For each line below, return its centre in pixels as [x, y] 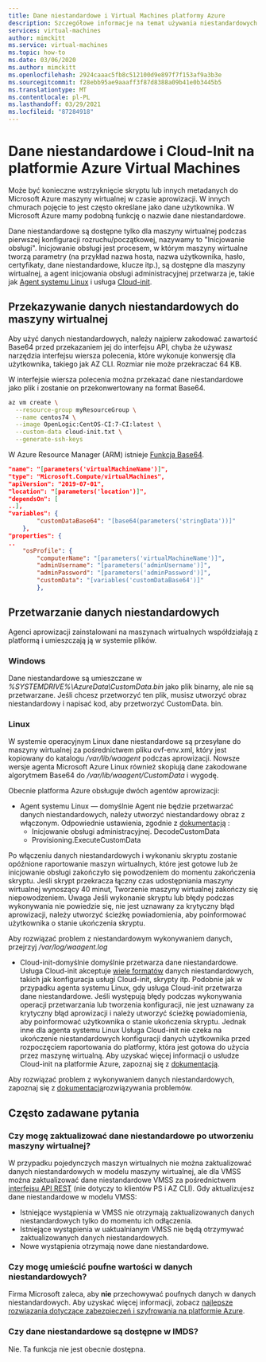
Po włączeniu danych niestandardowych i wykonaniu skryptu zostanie [123, 855]
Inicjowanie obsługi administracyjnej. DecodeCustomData [126, 832]
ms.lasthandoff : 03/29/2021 [55, 104]
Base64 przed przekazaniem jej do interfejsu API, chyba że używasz [120, 346]
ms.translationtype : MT [48, 90]
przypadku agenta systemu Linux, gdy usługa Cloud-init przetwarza [131, 988]
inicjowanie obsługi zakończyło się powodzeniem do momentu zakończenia [132, 872]
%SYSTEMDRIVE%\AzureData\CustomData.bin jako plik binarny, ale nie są [131, 687]
